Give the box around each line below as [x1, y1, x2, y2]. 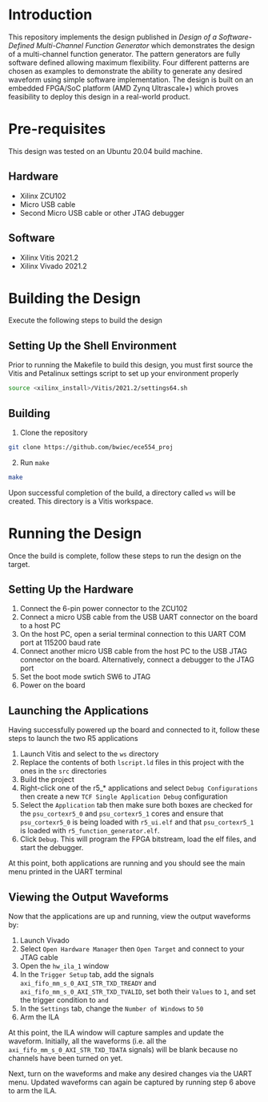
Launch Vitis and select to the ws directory [19, 749, 159, 759]
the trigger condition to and [19, 995, 110, 1005]
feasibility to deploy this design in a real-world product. [8, 91, 190, 101]
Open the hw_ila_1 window [19, 961, 110, 971]
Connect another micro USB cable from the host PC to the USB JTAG [19, 646, 248, 656]
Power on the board [19, 680, 86, 691]
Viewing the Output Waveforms [8, 890, 170, 904]
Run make [19, 457, 50, 467]
